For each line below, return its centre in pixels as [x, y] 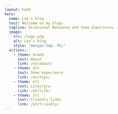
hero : [10, 14]
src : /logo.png [29, 37]
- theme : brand [29, 55]
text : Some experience [40, 73]
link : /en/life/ [34, 91]
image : [16, 32]
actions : [18, 50]
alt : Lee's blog [30, 41]
